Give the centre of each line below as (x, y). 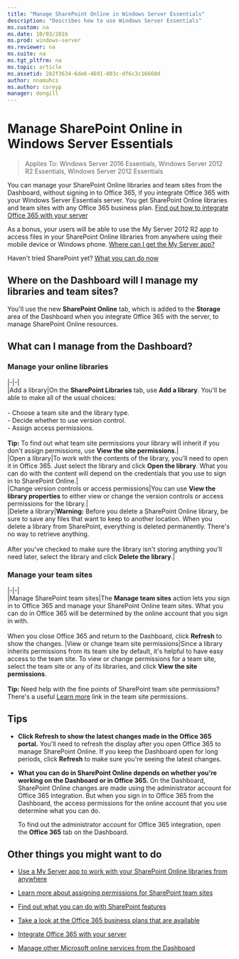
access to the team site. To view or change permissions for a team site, (112, 658)
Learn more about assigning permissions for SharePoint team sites (115, 893)
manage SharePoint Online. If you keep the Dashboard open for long (118, 751)
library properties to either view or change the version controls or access (116, 496)
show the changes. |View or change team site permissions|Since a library (115, 643)
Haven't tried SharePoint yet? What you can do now (83, 258)
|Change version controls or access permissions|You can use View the (111, 488)
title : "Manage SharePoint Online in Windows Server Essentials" (106, 14)
